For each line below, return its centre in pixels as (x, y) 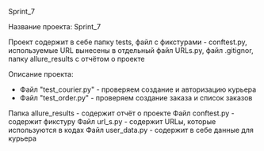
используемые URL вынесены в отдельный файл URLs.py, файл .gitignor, (131, 50)
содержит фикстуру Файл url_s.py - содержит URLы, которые (112, 121)
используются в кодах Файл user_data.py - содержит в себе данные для (131, 130)
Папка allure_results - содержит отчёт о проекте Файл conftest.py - (122, 113)
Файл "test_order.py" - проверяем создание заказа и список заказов (136, 98)
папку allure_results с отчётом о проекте (77, 59)
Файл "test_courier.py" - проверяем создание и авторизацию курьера (138, 89)
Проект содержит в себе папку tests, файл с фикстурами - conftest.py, (128, 42)
